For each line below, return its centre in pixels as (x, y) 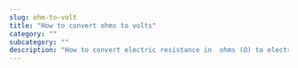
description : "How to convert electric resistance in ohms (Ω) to (137, 50)
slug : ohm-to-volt (43, 17)
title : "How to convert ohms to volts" (83, 26)
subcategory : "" (39, 42)
